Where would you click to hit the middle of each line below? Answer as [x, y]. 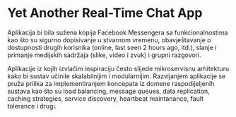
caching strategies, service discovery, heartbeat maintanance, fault [105, 98]
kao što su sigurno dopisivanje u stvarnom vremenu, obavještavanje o [109, 39]
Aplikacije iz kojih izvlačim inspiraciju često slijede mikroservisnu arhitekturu [118, 68]
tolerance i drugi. [32, 106]
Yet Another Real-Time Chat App [105, 13]
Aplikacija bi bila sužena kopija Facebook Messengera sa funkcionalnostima [118, 32]
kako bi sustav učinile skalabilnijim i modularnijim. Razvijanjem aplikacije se [117, 76]
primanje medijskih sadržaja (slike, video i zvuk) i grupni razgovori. [104, 55]
